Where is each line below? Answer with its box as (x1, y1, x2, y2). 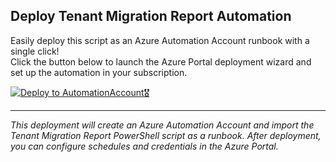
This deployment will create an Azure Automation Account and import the (10, 119, 315, 131)
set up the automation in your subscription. (10, 66, 188, 78)
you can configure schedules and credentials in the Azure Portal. (10, 140, 279, 152)
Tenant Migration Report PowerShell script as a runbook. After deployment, (10, 129, 322, 141)
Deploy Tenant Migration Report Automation (10, 8, 292, 25)
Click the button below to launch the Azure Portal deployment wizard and (10, 55, 312, 68)
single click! (10, 45, 60, 57)
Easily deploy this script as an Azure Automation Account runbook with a (10, 34, 310, 46)
